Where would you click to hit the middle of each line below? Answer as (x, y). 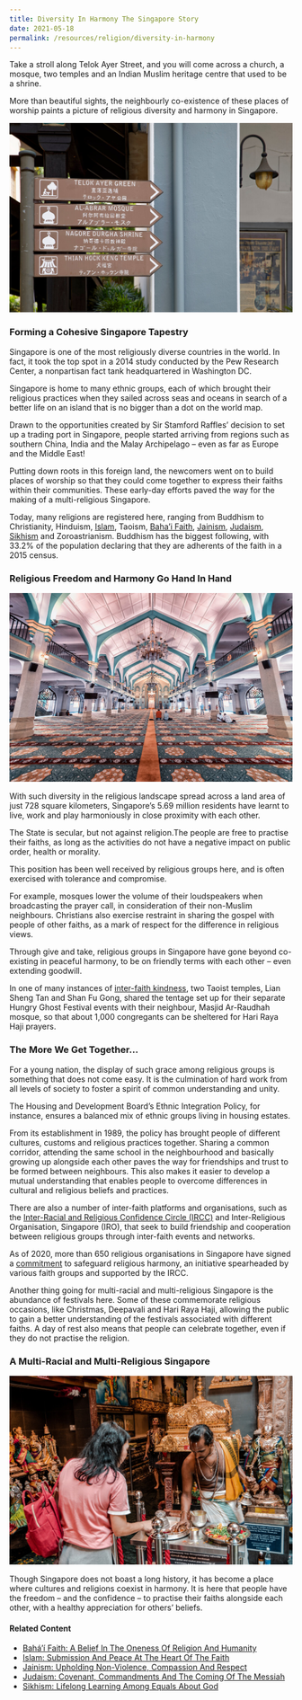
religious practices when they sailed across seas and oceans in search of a (148, 398)
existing (24, 961)
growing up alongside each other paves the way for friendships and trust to (149, 1161)
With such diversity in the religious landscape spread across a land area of (147, 796)
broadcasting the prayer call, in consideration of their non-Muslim (131, 906)
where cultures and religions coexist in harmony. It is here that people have (148, 1589)
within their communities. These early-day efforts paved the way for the (142, 490)
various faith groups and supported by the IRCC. (99, 1272)
